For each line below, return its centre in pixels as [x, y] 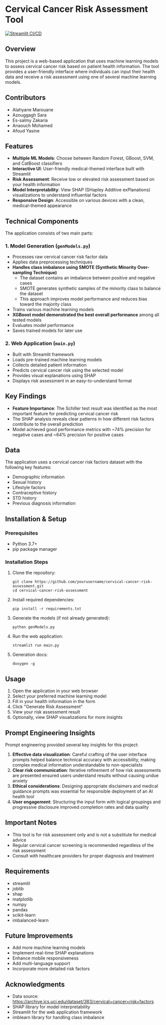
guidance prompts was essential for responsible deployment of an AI [83, 791]
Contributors [26, 98]
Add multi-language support [41, 963]
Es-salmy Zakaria [30, 120]
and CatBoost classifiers [37, 163]
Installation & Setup [36, 519]
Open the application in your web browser [55, 691]
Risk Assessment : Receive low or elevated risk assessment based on [83, 179]
